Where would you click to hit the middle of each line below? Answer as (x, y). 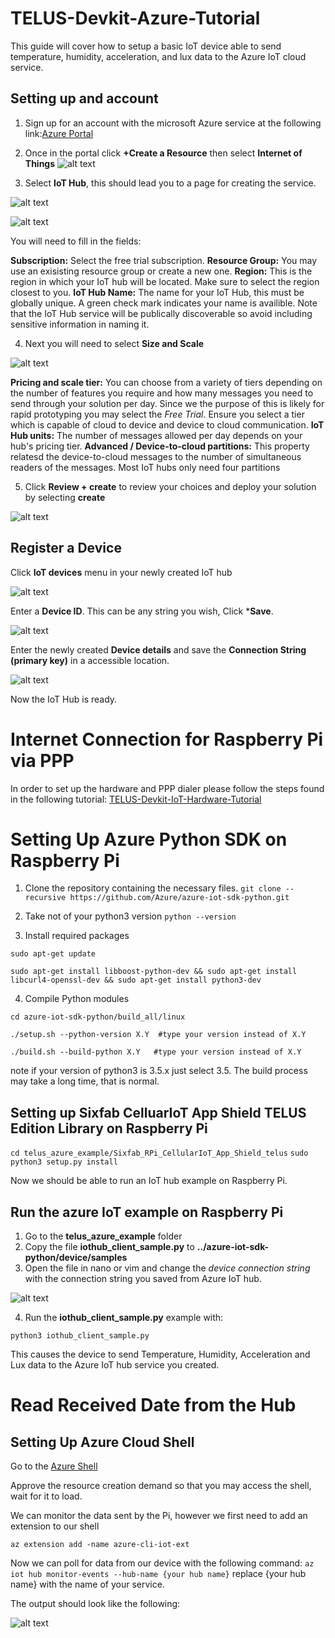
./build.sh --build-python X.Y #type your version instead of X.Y (156, 1052)
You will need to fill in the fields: (76, 241)
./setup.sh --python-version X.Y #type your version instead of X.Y (158, 1035)
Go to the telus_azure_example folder (103, 1236)
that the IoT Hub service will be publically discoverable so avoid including (161, 313)
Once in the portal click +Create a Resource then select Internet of (163, 153)
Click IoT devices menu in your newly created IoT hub (121, 572)
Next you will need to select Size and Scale (114, 343)
